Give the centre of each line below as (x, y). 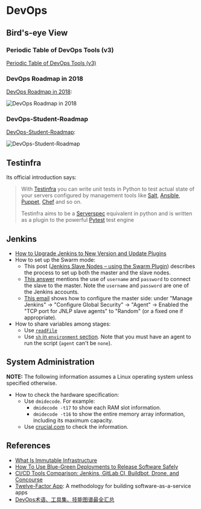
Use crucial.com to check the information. (76, 426)
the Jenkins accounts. (52, 292)
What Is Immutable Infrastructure (56, 460)
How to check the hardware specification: (67, 394)
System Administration (50, 362)
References (28, 446)
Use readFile (40, 330)
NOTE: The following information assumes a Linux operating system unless (100, 376)
